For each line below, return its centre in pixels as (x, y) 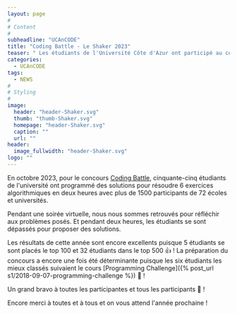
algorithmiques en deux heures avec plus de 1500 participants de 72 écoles (117, 193)
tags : (15, 73)
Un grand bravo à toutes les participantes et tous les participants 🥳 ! (106, 289)
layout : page (26, 14)
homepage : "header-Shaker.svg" (60, 125)
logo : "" (20, 158)
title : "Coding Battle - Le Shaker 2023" (69, 46)
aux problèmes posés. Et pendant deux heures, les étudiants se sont (107, 221)
